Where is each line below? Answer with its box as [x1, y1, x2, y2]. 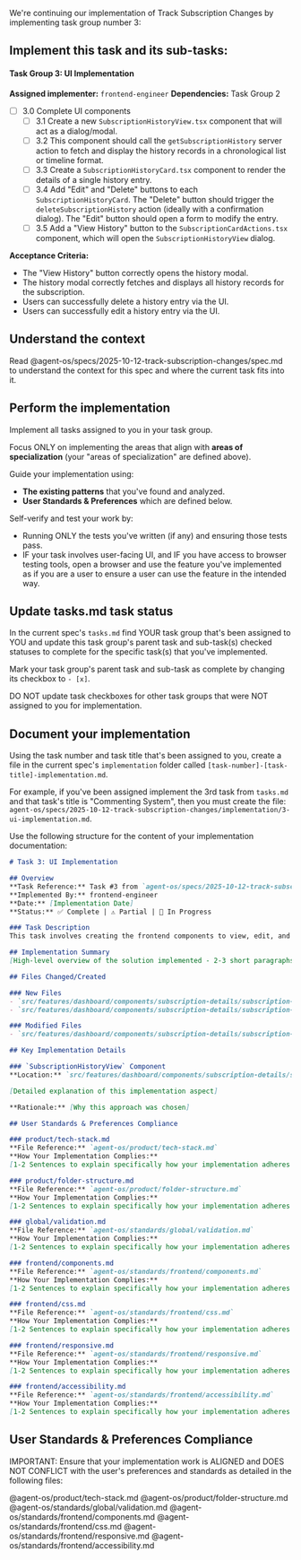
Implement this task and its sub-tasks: [9, 43, 228, 58]
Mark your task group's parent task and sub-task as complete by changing [9, 663, 285, 675]
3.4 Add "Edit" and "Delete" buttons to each [35, 184, 199, 195]
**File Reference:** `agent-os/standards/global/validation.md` [9, 1226, 254, 1235]
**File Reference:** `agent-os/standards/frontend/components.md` [9, 1267, 262, 1276]
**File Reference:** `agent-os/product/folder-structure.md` [9, 1184, 243, 1193]
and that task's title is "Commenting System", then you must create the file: [9, 796, 287, 807]
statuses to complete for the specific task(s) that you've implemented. [9, 646, 269, 657]
